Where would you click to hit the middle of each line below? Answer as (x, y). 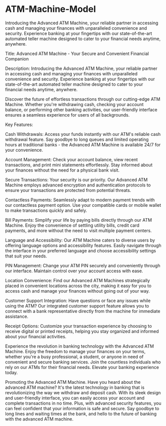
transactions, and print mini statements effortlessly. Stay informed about (79, 165)
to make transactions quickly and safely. (46, 210)
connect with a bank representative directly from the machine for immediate (83, 311)
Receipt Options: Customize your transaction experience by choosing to (79, 326)
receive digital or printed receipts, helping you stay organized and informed (82, 331)
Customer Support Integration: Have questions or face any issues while (78, 301)
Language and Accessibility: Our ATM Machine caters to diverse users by (80, 240)
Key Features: (19, 124)
